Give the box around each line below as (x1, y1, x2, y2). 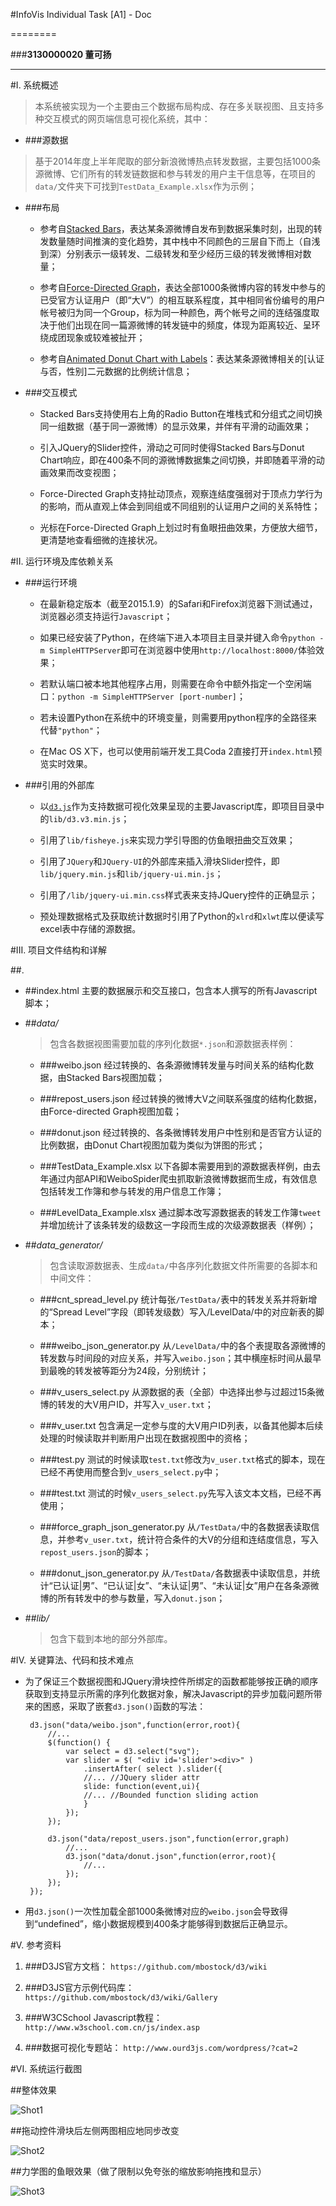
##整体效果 (10, 2084, 57, 2096)
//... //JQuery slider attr (83, 1773, 201, 1783)
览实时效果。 (39, 758, 93, 769)
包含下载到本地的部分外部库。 (49, 1633, 173, 1644)
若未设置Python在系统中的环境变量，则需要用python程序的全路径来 (39, 712, 318, 723)
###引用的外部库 (24, 779, 95, 791)
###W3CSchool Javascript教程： (24, 2012, 163, 2023)
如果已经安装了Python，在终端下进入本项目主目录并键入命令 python (39, 632, 316, 643)
